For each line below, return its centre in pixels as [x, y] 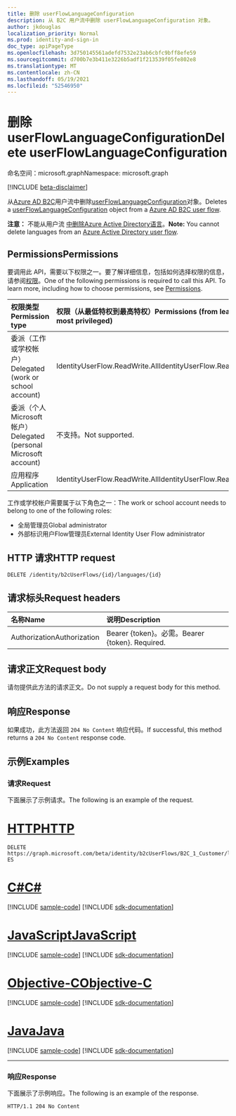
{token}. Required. [136, 642]
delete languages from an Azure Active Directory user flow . [93, 232]
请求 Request [29, 783]
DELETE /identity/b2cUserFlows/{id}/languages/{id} [84, 575]
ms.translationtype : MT [42, 66]
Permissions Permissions [63, 254]
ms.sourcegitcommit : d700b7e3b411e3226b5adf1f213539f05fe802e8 [102, 60]
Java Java [36, 1031]
